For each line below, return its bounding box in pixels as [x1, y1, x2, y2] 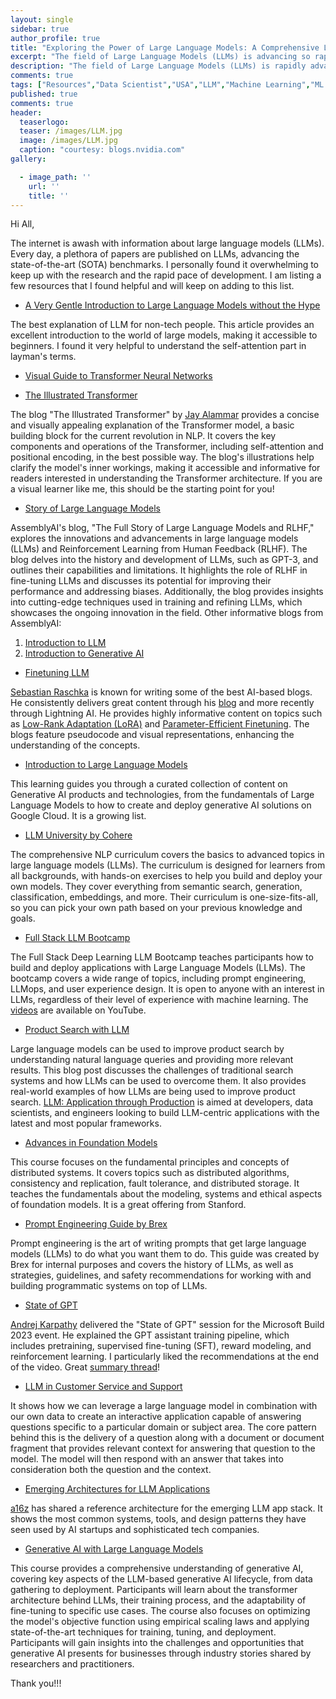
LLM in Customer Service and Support [24, 1381, 183, 1393]
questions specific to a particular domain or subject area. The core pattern [10, 1421, 317, 1433]
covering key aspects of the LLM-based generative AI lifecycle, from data [10, 1573, 313, 1585]
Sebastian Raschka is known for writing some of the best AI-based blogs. [10, 686, 313, 698]
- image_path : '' [19, 172, 92, 182]
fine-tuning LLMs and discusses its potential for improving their [10, 575, 272, 587]
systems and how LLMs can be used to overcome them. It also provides [10, 1075, 307, 1087]
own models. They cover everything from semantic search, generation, [10, 881, 303, 893]
